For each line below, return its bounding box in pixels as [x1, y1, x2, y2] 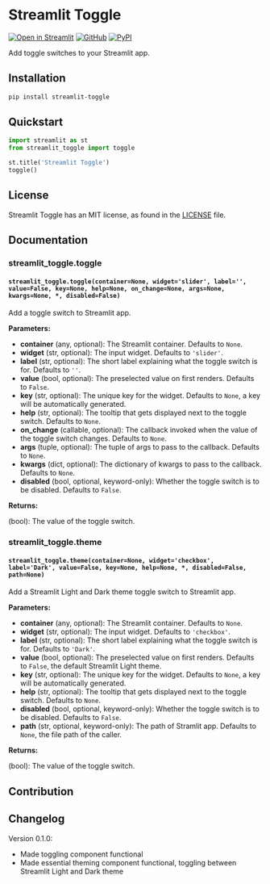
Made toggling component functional [19, 849, 143, 859]
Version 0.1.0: [8, 833, 53, 843]
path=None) [8, 571, 45, 579]
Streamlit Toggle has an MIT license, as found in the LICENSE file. [8, 210, 226, 220]
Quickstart [8, 115, 64, 129]
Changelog [8, 812, 65, 826]
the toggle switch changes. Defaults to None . [19, 434, 167, 443]
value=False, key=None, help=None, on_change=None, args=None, [8, 284, 226, 292]
